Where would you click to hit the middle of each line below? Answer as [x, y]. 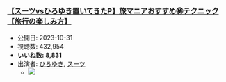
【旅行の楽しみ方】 [39, 21]
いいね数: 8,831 [40, 55]
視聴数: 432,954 [40, 47]
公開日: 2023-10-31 [45, 38]
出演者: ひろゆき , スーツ [51, 64]
